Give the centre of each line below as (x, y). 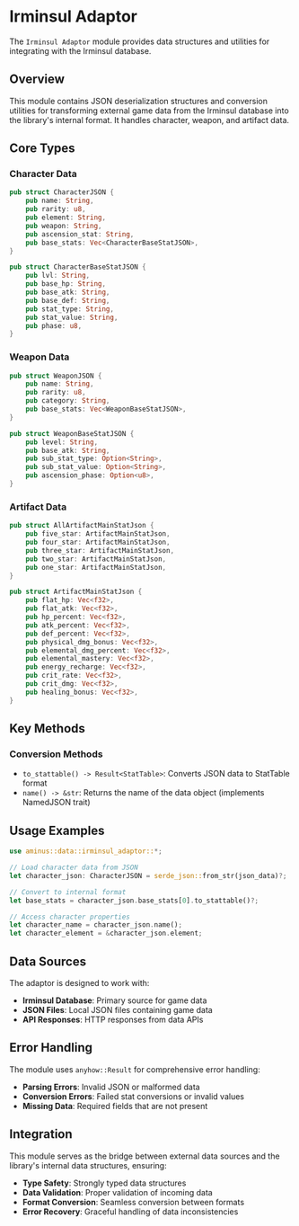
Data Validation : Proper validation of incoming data (117, 1192)
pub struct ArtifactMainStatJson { (76, 592)
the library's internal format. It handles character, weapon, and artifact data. (149, 120)
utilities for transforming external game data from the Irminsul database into (149, 111)
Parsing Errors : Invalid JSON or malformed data (111, 1087)
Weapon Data (40, 357)
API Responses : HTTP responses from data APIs (113, 1019)
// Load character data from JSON (74, 868)
